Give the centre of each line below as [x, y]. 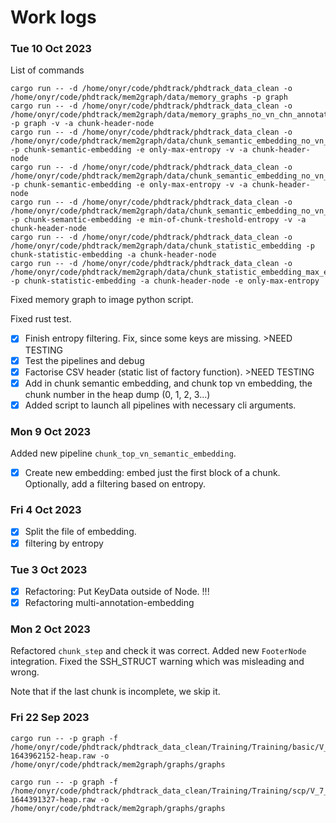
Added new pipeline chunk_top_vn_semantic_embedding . [123, 453]
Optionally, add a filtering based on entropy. [115, 484]
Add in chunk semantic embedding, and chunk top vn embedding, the [168, 383]
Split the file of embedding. [80, 532]
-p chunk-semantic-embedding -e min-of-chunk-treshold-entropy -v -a [158, 220]
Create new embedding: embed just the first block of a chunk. [152, 473]
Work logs [53, 17]
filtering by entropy [64, 543]
